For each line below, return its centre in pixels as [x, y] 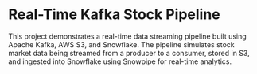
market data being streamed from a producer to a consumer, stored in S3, [129, 53]
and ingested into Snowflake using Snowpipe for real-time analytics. [120, 61]
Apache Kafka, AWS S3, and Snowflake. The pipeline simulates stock [121, 44]
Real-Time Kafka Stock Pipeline [114, 15]
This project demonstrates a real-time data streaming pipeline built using [127, 36]
